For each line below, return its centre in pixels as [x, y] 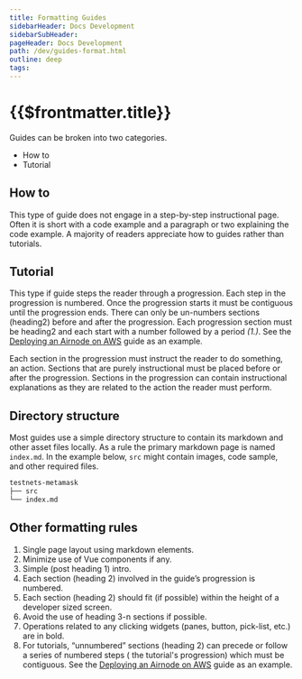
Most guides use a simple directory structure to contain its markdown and [146, 437]
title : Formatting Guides [58, 18]
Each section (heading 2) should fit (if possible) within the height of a [151, 597]
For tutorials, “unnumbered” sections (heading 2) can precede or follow [155, 645]
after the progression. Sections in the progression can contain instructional [148, 378]
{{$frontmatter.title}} [91, 113]
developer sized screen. [67, 607]
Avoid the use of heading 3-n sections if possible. [114, 616]
